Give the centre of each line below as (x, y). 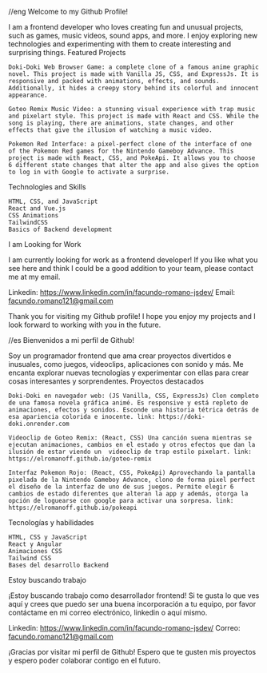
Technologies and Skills (47, 187)
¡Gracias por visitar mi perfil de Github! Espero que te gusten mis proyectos (132, 652)
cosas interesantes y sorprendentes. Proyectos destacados (106, 381)
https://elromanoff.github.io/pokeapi (73, 508)
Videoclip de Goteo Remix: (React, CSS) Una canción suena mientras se (130, 438)
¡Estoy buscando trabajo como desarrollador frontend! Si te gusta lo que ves (134, 595)
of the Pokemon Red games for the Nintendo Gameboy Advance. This (121, 151)
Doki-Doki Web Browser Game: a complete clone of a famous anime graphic (134, 67)
